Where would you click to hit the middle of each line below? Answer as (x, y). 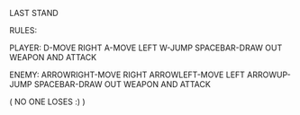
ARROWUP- (269, 75)
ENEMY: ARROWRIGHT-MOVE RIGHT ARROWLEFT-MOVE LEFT (127, 75)
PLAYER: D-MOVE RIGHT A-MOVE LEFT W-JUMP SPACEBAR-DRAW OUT (146, 48)
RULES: (23, 30)
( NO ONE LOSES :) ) (47, 102)
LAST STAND (34, 13)
